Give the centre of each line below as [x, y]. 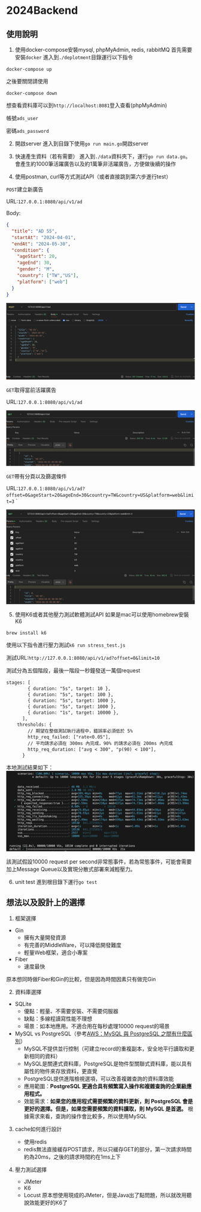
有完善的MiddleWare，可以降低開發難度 [72, 945]
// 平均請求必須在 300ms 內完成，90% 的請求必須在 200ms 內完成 [100, 744]
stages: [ [19, 683]
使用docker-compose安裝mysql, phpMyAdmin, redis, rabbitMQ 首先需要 [103, 50]
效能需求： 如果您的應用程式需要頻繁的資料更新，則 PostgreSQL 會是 [108, 1101]
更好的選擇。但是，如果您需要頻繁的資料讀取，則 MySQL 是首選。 [105, 1109]
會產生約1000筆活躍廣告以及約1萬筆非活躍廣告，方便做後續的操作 [95, 164]
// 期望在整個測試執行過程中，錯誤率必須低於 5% [80, 731]
